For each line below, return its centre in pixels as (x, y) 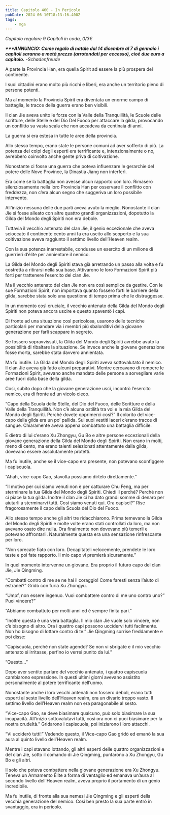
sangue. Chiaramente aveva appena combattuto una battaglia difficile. (79, 425)
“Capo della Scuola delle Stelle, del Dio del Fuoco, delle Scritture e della (80, 404)
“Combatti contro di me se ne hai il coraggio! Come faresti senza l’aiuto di (82, 580)
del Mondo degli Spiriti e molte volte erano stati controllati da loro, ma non (82, 524)
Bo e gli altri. (18, 760)
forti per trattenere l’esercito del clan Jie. (48, 275)
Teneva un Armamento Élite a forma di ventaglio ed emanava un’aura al (79, 775)
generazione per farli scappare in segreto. (49, 332)
